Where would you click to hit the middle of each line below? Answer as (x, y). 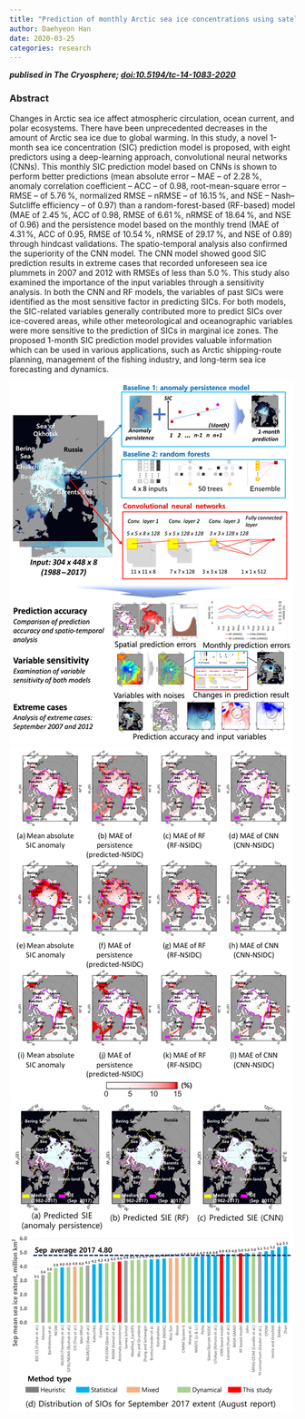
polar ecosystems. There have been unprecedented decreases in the (138, 128)
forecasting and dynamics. (59, 369)
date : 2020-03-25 (42, 38)
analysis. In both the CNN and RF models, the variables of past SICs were (147, 291)
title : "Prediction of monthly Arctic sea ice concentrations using (142, 19)
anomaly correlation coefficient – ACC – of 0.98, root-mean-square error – (148, 185)
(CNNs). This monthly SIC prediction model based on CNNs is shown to (143, 166)
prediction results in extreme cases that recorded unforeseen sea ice (138, 262)
